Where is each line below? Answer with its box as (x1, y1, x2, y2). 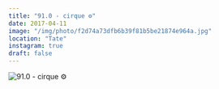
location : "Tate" (8, 34, 67, 43)
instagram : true (8, 42, 63, 50)
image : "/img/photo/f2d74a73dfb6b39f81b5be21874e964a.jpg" (8, 27, 213, 35)
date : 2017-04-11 (8, 19, 67, 28)
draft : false (8, 49, 53, 57)
